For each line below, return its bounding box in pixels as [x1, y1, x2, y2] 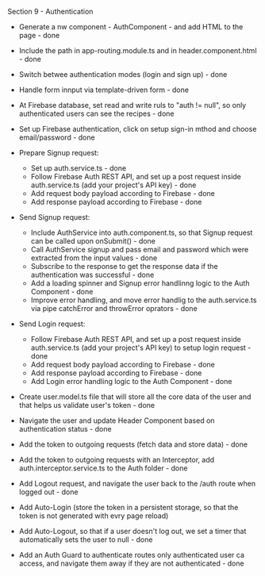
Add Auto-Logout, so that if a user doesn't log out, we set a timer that [18, 527, 247, 536]
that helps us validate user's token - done [18, 401, 156, 409]
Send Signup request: [18, 213, 90, 221]
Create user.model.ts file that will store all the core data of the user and [18, 392, 252, 401]
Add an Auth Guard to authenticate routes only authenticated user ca [18, 551, 245, 559]
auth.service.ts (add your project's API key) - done [30, 180, 197, 190]
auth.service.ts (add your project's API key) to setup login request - [30, 343, 252, 352]
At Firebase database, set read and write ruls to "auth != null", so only [18, 101, 247, 109]
